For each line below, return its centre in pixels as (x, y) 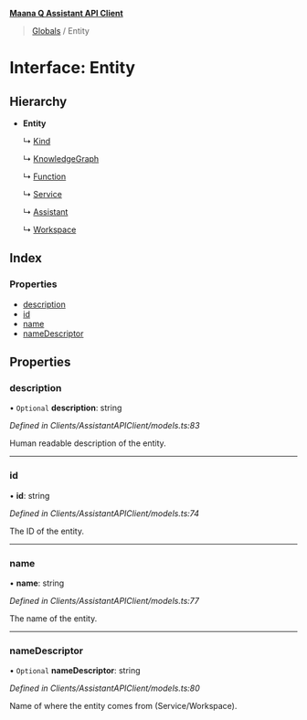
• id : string (30, 495)
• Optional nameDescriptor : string (75, 671)
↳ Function (44, 176)
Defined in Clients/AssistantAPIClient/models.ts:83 (105, 426)
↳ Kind (37, 141)
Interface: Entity (72, 68)
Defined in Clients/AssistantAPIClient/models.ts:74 (104, 513)
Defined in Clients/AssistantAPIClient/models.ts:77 (104, 600)
